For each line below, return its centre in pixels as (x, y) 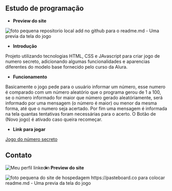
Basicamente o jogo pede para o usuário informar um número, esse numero (85, 87)
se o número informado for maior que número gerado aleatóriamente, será (84, 97)
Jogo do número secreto (32, 139)
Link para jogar (29, 129)
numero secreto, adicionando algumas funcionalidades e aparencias (78, 61)
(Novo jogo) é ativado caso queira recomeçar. (54, 119)
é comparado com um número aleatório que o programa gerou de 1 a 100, (83, 92)
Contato (18, 155)
